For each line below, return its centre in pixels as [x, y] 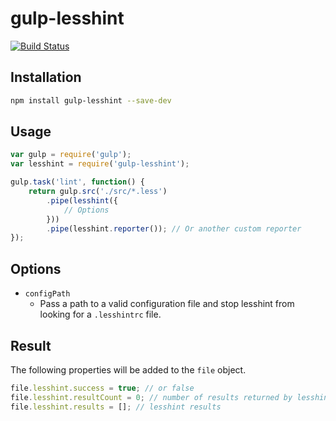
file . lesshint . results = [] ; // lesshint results [116, 407]
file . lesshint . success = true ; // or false [102, 388]
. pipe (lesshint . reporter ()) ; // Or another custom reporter [174, 228]
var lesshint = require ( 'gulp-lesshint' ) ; [100, 164]
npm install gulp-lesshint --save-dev [91, 100]
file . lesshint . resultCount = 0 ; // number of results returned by [151, 397]
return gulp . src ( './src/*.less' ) [98, 192]
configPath [47, 294]
